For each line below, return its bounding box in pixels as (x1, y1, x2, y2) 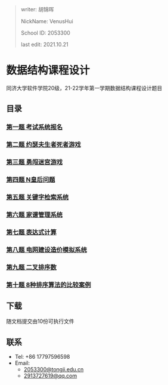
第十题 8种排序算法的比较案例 (6, 281, 91, 289)
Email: (14, 359, 30, 366)
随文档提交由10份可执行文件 (6, 318, 74, 325)
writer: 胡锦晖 (20, 6, 54, 13)
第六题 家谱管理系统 (6, 210, 63, 218)
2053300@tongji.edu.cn (23, 366, 84, 373)
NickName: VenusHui (20, 18, 73, 24)
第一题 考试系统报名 (6, 123, 63, 131)
